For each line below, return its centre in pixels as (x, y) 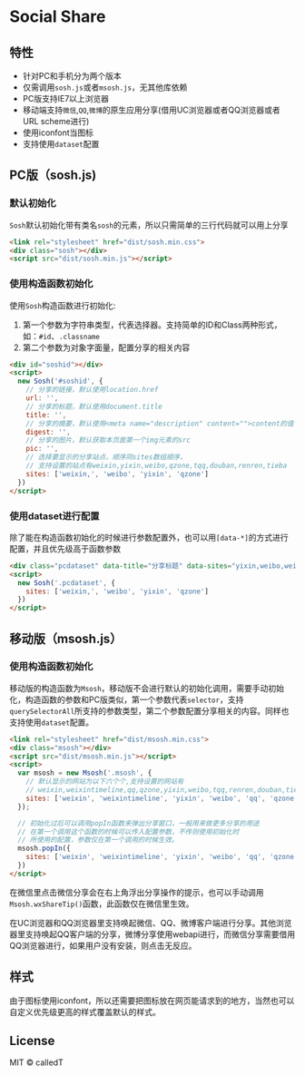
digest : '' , (48, 432)
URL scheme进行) (56, 121)
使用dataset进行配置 (54, 516)
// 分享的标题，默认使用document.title (94, 406)
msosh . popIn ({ (44, 849)
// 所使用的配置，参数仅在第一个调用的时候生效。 (98, 840)
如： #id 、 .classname (61, 336)
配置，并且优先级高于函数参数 (65, 548)
